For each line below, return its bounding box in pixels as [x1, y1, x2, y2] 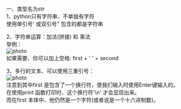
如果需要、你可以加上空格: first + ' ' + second [6, 55, 119, 61]
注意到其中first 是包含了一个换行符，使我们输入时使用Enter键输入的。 [6, 81, 179, 89]
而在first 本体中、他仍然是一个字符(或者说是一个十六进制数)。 [6, 96, 159, 104]
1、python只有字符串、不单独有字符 [6, 13, 95, 20]
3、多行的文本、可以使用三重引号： [6, 67, 95, 74]
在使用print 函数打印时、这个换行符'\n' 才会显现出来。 [6, 89, 140, 96]
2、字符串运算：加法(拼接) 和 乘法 [6, 33, 91, 40]
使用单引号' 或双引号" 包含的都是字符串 [6, 20, 104, 27]
